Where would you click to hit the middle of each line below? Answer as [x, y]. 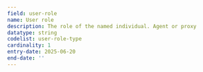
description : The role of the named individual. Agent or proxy [102, 26]
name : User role [30, 20]
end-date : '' [26, 58]
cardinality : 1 [29, 45]
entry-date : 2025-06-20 [42, 52]
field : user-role [32, 13]
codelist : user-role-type [44, 39]
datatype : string [32, 33]
